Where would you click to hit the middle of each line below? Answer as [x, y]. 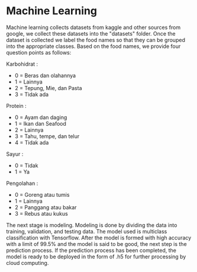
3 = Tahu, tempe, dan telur [47, 136]
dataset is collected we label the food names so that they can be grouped [96, 40]
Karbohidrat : [22, 64]
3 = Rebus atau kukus [41, 213]
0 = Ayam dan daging [41, 117]
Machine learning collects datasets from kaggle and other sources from [93, 27]
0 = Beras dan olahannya [45, 75]
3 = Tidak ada [32, 94]
